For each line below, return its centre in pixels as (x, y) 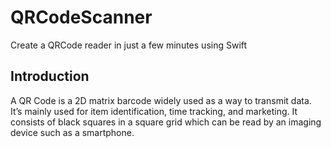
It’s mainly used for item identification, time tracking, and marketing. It (154, 111)
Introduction (50, 76)
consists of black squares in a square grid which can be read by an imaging (166, 122)
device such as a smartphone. (72, 132)
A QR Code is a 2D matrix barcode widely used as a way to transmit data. (161, 100)
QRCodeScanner (81, 17)
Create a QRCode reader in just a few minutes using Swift (129, 45)
